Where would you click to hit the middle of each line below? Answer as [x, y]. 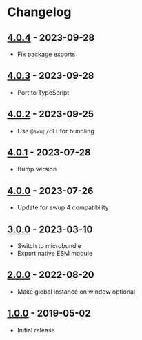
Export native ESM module [55, 254]
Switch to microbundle [49, 246]
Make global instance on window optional [76, 292]
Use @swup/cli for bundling [55, 131]
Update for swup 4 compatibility [63, 207]
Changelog [39, 12]
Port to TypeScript [43, 92]
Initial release [36, 330]
